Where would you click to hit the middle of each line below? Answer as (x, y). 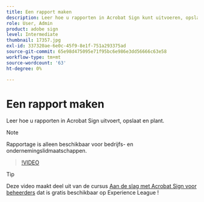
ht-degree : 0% (24, 68)
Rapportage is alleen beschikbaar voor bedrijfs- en (70, 144)
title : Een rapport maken (39, 12)
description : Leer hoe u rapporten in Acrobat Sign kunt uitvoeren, (95, 18)
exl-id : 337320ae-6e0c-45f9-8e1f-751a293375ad (66, 46)
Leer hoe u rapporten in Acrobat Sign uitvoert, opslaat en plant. (86, 121)
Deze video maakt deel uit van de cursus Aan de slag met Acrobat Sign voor (102, 186)
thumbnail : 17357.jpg (34, 40)
